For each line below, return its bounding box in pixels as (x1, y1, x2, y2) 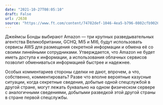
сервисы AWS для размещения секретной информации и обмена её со (5, 44, 154, 50)
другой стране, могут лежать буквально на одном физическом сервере (5, 84, 155, 90)
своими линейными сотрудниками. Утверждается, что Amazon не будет (5, 49, 155, 55)
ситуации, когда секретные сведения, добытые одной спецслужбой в (5, 79, 150, 85)
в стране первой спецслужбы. (5, 95, 68, 101)
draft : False (5, 12, 32, 16)
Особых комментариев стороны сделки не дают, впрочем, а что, (5, 69, 141, 75)
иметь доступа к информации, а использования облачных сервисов (5, 54, 147, 60)
